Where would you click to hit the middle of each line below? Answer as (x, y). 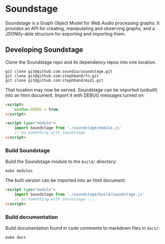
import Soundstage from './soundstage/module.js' (68, 128)
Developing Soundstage (44, 50)
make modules (19, 171)
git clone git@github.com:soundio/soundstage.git (59, 71)
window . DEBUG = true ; (37, 109)
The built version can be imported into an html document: (65, 180)
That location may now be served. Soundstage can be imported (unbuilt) (81, 90)
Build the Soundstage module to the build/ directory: (61, 161)
